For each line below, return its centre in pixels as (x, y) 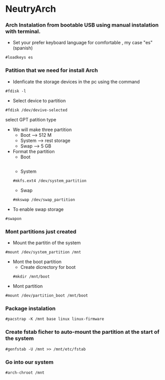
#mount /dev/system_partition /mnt (43, 252)
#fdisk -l (16, 91)
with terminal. (23, 31)
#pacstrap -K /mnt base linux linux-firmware (55, 319)
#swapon (14, 219)
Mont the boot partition (37, 262)
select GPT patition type (31, 119)
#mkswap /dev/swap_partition (44, 200)
